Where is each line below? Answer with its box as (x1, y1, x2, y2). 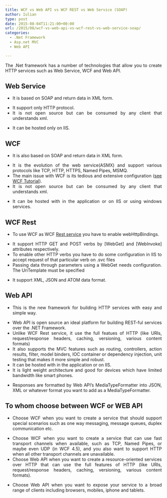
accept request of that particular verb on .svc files (12, 257, 115, 263)
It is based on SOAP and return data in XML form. (12, 95, 113, 101)
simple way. (12, 309, 37, 316)
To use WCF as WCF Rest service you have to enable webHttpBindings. (12, 231, 160, 237)
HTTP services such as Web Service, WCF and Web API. (5, 68, 122, 74)
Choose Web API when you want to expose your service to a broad (12, 482, 162, 488)
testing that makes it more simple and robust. (12, 356, 105, 362)
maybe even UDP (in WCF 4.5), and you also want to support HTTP (12, 446, 162, 452)
